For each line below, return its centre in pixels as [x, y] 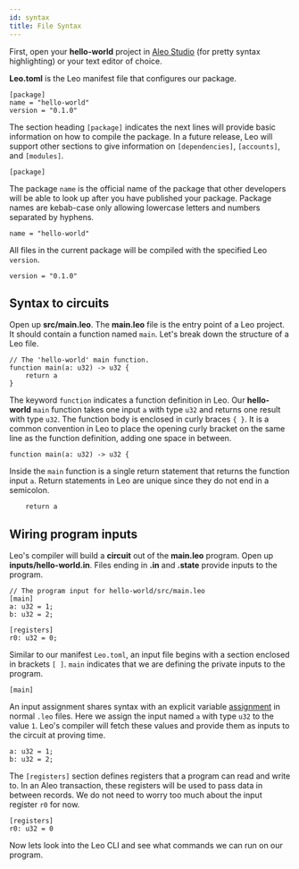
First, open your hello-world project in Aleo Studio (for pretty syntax [135, 51]
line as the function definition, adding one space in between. [120, 439]
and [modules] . [37, 155]
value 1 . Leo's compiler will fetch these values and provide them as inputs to [149, 726]
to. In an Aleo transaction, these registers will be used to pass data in [136, 786]
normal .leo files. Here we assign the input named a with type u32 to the [141, 716]
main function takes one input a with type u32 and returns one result [157, 410]
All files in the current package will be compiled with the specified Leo [138, 250]
